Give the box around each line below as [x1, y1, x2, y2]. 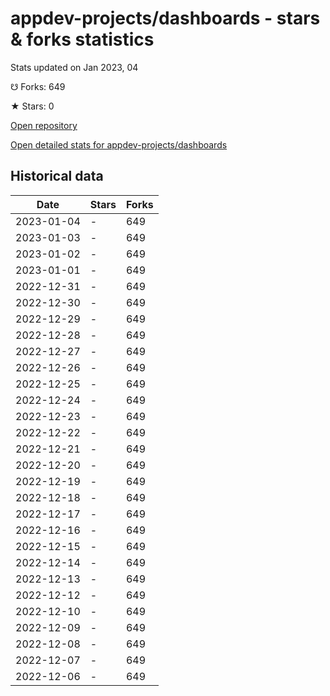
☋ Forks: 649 [10, 80, 66, 92]
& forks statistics [10, 28, 155, 51]
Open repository [10, 119, 78, 131]
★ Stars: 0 [10, 100, 55, 112]
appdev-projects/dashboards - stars [10, 7, 321, 30]
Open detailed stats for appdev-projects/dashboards [10, 138, 228, 151]
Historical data [10, 168, 104, 185]
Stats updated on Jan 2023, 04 [10, 61, 139, 73]
